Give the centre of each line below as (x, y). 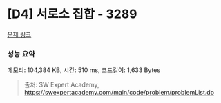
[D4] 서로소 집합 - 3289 (72, 14)
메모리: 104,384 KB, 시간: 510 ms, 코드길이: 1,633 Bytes (84, 70)
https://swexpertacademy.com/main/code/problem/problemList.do (119, 93)
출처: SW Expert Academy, (61, 85)
